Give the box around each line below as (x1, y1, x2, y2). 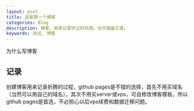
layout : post (6, 8, 38, 15)
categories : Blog (6, 19, 49, 25)
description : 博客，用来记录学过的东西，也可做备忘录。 (6, 25, 129, 31)
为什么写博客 (6, 48, 37, 55)
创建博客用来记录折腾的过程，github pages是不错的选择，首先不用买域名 (6, 83, 183, 90)
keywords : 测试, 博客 (6, 31, 56, 37)
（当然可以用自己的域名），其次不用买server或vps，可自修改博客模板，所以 (6, 90, 188, 97)
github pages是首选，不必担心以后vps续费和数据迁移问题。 (6, 98, 150, 105)
